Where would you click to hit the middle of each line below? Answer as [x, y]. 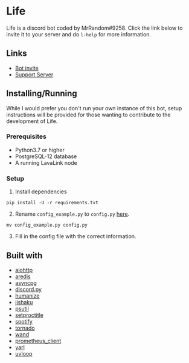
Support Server [34, 75]
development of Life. [32, 121]
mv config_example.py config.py [47, 225]
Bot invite [27, 68]
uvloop [24, 353]
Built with [24, 255]
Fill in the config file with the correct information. [75, 236]
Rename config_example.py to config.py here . [72, 214]
